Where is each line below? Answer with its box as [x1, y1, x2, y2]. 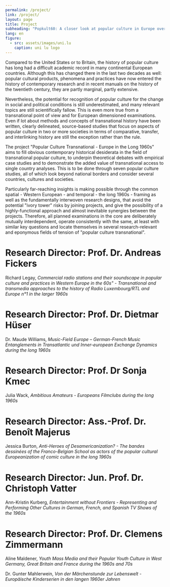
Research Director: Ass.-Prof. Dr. [5, 415, 146, 427]
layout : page [5, 17, 33, 22]
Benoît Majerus [5, 426, 71, 438]
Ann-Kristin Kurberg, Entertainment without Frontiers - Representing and [5, 499, 157, 506]
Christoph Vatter [5, 482, 77, 494]
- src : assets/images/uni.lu [10, 41, 71, 46]
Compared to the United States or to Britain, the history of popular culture [5, 59, 158, 65]
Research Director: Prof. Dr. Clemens [5, 528, 163, 539]
